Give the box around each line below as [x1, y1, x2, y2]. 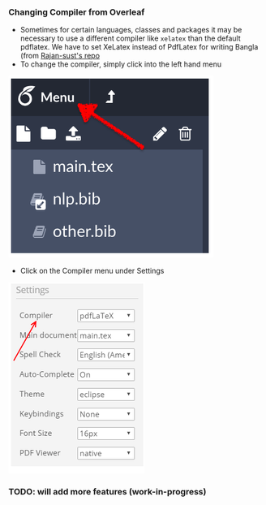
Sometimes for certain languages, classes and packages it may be [19, 25, 242, 35]
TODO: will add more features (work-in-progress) [8, 486, 207, 498]
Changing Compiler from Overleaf [8, 6, 145, 18]
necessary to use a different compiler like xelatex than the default [19, 33, 241, 43]
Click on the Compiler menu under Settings [19, 266, 165, 276]
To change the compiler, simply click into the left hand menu [19, 59, 222, 69]
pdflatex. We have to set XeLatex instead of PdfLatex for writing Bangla [19, 42, 259, 52]
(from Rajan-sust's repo [19, 51, 100, 61]
